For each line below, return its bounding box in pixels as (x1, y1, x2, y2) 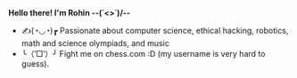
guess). (21, 58, 50, 69)
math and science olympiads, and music (21, 38, 170, 48)
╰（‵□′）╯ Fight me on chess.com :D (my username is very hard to (21, 49, 266, 58)
